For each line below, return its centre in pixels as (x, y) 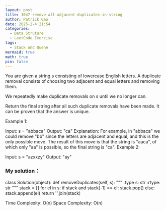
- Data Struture (27, 33)
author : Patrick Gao (27, 19)
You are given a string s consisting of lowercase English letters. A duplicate (83, 76)
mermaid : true (20, 52)
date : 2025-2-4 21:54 (28, 24)
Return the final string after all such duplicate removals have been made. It (82, 106)
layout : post (19, 10)
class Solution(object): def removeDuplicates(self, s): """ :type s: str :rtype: (83, 182)
